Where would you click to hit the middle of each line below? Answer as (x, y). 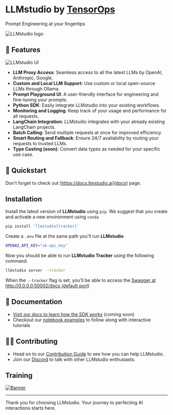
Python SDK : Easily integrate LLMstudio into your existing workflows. (86, 105)
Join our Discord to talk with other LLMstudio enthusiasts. (74, 359)
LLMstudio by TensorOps (60, 10)
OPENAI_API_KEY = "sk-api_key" (37, 246)
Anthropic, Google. (33, 78)
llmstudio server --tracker (36, 271)
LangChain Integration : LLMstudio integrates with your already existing (89, 122)
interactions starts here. (31, 408)
